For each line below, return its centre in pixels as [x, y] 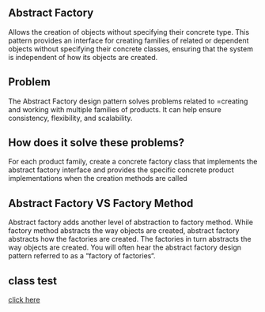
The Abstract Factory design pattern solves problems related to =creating [128, 101]
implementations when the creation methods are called [98, 179]
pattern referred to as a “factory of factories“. [82, 256]
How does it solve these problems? [96, 143]
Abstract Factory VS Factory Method [101, 203]
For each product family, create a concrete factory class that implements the [133, 162]
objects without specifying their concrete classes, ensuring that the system [131, 49]
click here [25, 300]
